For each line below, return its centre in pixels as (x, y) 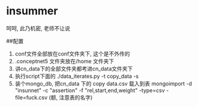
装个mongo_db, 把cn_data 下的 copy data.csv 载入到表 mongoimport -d (103, 83)
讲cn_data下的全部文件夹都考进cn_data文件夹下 (74, 68)
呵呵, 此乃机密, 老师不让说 (38, 28)
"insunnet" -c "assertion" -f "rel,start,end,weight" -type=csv (90, 90)
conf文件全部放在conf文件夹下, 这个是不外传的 (72, 53)
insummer (32, 11)
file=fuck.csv (31, 97)
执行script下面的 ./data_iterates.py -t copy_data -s (77, 76)
